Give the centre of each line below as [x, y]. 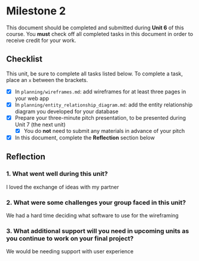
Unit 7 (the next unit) [40, 125]
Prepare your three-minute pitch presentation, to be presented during [100, 117]
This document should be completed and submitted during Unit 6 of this [95, 28]
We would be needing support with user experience [70, 251]
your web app [32, 98]
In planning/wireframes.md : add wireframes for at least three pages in [100, 92]
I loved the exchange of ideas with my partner [63, 187]
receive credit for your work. [41, 40]
